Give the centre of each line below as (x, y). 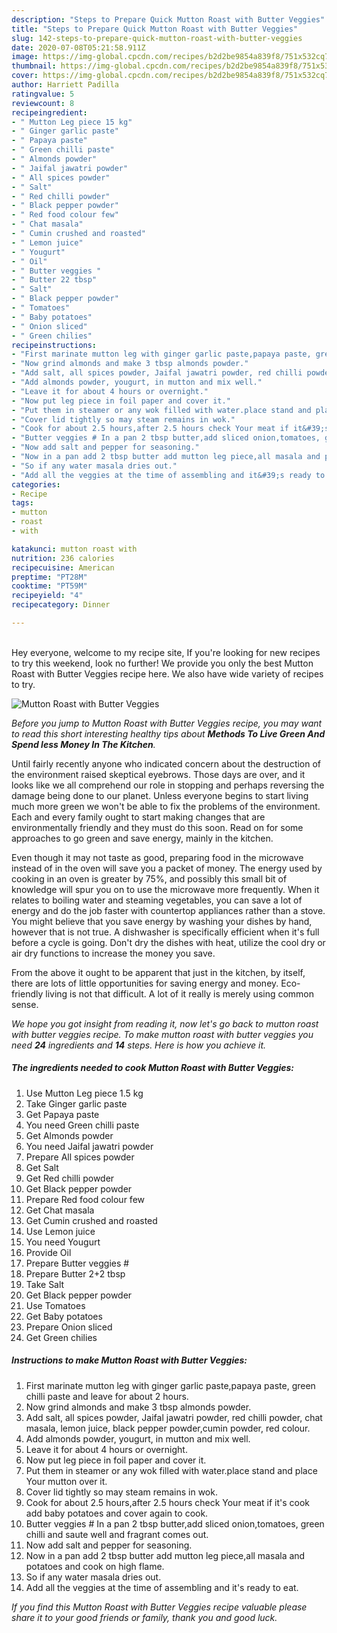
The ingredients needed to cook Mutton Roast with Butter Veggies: (153, 1068)
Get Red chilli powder (70, 1178)
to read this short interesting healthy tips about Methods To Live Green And (168, 733)
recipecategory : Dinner (61, 605)
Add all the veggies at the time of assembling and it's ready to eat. (162, 1587)
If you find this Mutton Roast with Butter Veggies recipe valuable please (159, 1607)
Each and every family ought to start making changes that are (138, 817)
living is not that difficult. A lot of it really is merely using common (180, 993)
